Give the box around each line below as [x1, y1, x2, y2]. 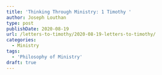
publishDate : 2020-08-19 [6, 25, 69, 32]
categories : [6, 37, 36, 43]
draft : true [6, 59, 36, 65]
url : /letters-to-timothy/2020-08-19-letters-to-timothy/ [6, 31, 156, 37]
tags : [6, 48, 20, 54]
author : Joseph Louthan [6, 15, 67, 21]
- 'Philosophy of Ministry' [12, 54, 83, 60]
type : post [6, 20, 34, 26]
